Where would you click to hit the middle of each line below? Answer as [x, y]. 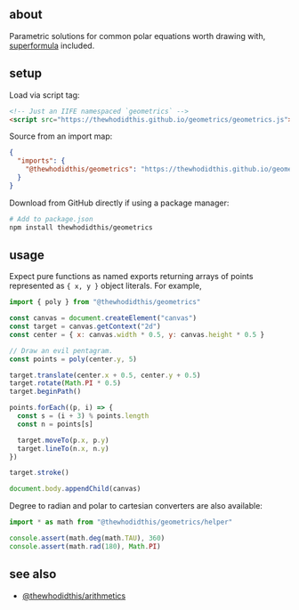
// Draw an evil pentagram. [61, 350]
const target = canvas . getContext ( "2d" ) [85, 327]
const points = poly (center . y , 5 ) [73, 359]
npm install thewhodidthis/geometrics [81, 227]
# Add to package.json [51, 219]
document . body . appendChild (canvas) [75, 489]
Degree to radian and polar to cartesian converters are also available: [136, 506]
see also [33, 574]
